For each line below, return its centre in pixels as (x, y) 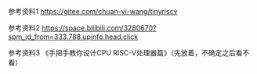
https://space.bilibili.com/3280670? (99, 28)
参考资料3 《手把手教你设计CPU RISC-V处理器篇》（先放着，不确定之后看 (125, 53)
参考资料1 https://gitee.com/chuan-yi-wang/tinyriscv (93, 11)
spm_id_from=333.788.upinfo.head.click (73, 37)
